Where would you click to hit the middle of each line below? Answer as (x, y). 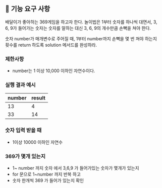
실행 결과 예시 (21, 85)
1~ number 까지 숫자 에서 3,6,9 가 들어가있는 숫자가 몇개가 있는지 (76, 168)
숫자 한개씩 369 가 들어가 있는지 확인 (48, 180)
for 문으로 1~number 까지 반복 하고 (46, 174)
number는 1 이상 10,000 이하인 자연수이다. (54, 71)
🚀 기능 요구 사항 (28, 9)
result (38, 98)
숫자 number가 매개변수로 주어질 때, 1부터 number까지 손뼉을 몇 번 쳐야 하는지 (81, 38)
